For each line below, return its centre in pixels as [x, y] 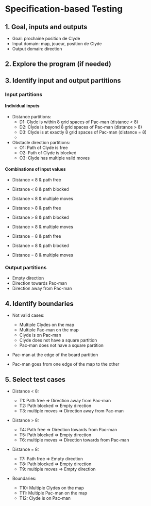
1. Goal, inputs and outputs [46, 27]
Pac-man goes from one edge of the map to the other [66, 364]
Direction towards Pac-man [39, 283]
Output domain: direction [37, 49]
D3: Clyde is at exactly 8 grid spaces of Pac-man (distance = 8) [83, 132]
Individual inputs [22, 106]
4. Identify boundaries [39, 303]
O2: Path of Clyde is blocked [48, 153]
